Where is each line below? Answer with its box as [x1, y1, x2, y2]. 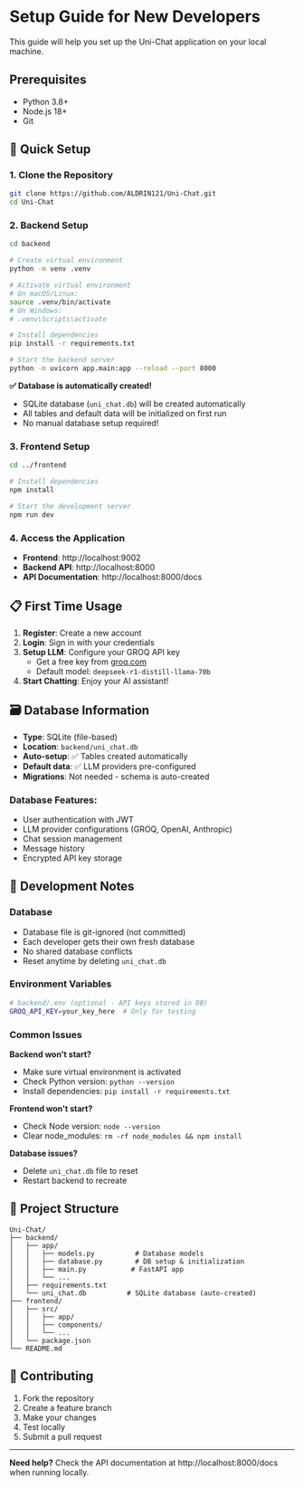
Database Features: [9, 794, 98, 806]
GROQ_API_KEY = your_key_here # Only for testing [9, 1006, 196, 1015]
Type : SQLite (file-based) [22, 731, 118, 742]
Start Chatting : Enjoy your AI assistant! [22, 675, 169, 686]
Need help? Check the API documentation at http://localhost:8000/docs [9, 1457, 279, 1468]
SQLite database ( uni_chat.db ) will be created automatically [22, 398, 246, 409]
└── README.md [9, 1344, 63, 1353]
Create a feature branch [22, 1402, 112, 1413]
